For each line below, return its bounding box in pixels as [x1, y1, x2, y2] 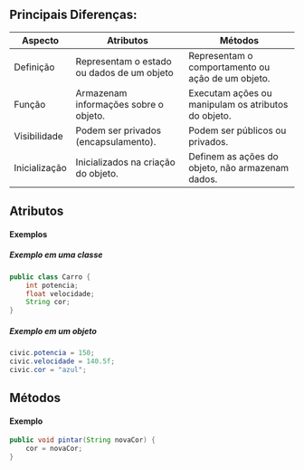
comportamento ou [188, 61, 271, 73]
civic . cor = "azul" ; [9, 365, 88, 374]
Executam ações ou [188, 86, 273, 99]
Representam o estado [75, 54, 172, 67]
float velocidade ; [25, 289, 95, 298]
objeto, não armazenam [188, 161, 290, 174]
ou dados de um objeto [75, 66, 174, 79]
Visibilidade [14, 129, 63, 142]
